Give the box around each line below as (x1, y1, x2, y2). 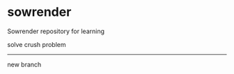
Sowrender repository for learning (7, 27, 105, 35)
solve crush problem (7, 40, 66, 48)
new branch (7, 60, 42, 68)
